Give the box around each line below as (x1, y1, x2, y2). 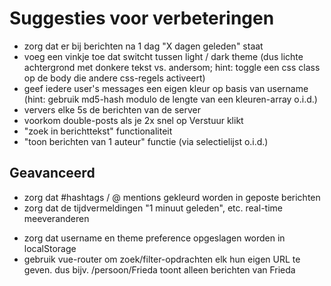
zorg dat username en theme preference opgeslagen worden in (23, 232, 286, 244)
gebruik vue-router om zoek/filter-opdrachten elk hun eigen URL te (23, 253, 301, 265)
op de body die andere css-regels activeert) (23, 72, 206, 84)
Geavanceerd (9, 165, 96, 182)
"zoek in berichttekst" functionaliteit (23, 125, 173, 137)
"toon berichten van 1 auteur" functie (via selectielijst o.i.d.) (23, 135, 269, 147)
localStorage (23, 242, 77, 254)
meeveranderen (23, 212, 90, 224)
